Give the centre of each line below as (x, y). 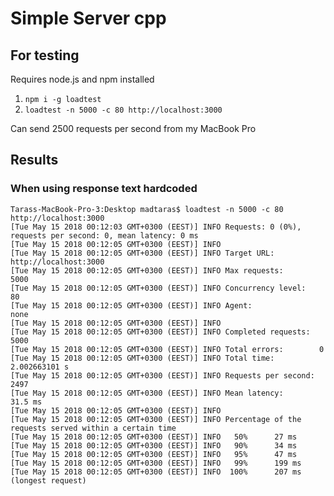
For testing (45, 55)
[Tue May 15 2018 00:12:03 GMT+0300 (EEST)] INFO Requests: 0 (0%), (156, 227)
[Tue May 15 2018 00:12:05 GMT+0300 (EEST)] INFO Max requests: (147, 270)
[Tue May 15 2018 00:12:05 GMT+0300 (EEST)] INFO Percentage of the (156, 419)
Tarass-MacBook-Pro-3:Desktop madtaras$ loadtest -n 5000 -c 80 (147, 209)
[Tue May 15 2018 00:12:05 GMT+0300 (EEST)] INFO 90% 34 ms (154, 445)
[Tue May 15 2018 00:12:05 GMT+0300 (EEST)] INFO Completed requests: (160, 332)
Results (34, 160)
